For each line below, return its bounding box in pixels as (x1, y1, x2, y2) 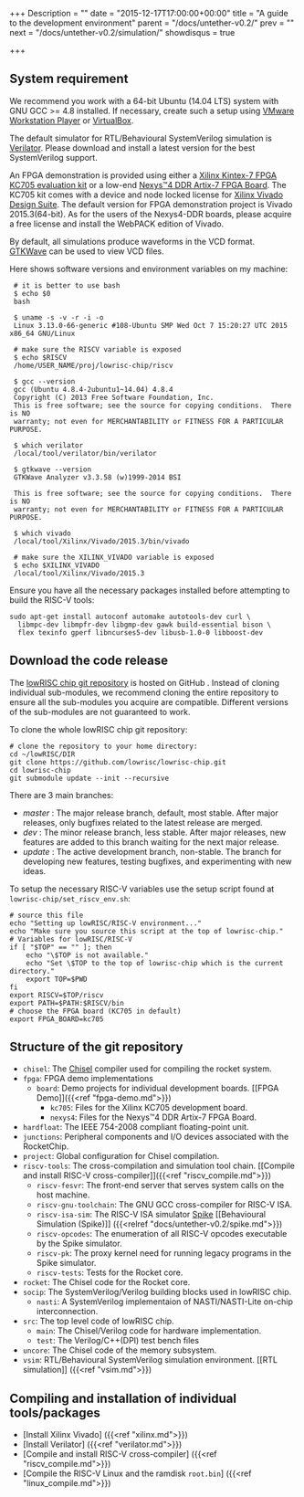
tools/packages (9, 1405, 100, 1420)
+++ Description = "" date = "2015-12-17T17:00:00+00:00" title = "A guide (9, 8, 289, 18)
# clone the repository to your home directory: (9, 742, 198, 751)
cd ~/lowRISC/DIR (9, 749, 76, 759)
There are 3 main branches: (9, 789, 114, 800)
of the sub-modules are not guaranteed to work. (9, 706, 191, 717)
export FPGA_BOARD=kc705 (9, 1014, 104, 1024)
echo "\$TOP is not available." (26, 950, 149, 960)
